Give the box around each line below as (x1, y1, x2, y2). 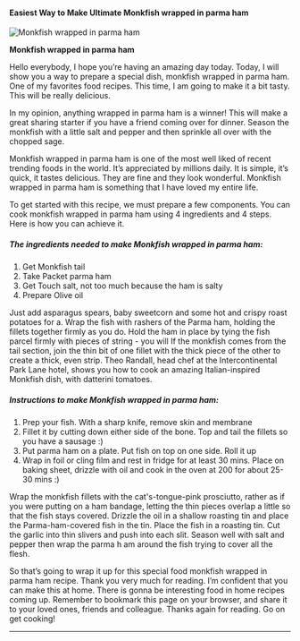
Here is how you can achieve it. (9, 218, 125, 229)
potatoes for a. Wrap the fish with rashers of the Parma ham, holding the (9, 317, 276, 328)
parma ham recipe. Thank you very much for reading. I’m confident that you (9, 576, 288, 586)
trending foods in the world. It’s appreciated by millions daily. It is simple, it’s (9, 163, 288, 174)
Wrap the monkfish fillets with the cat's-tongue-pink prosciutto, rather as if (9, 491, 286, 502)
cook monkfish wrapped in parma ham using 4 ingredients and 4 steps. (9, 209, 272, 219)
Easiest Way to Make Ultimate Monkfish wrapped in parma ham (9, 7, 249, 18)
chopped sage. (9, 136, 65, 147)
